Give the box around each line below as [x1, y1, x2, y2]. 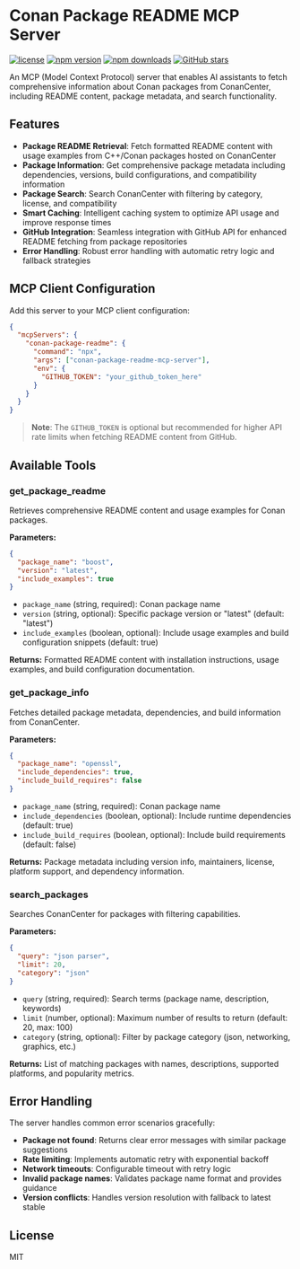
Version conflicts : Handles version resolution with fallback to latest [21, 1192, 271, 1203]
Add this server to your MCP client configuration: [9, 304, 190, 315]
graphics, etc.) [21, 1041, 76, 1052]
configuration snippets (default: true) [21, 637, 159, 648]
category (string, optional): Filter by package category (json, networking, [21, 1031, 291, 1042]
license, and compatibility [21, 198, 117, 208]
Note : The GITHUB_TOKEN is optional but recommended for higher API [30, 422, 282, 433]
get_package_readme [9, 484, 107, 497]
